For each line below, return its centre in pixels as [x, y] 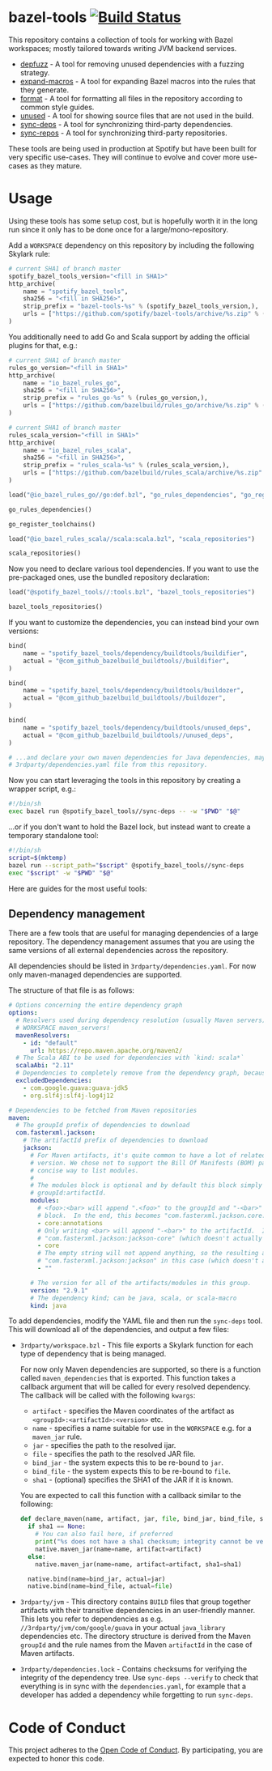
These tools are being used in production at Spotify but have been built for [133, 148]
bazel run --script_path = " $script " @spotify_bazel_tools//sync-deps [126, 865]
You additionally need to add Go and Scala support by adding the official [129, 337]
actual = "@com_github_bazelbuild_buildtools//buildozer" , [125, 698]
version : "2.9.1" [59, 1290]
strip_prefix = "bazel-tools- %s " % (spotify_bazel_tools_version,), [141, 307]
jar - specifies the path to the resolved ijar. [104, 1445]
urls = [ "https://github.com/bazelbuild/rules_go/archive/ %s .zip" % [141, 406]
